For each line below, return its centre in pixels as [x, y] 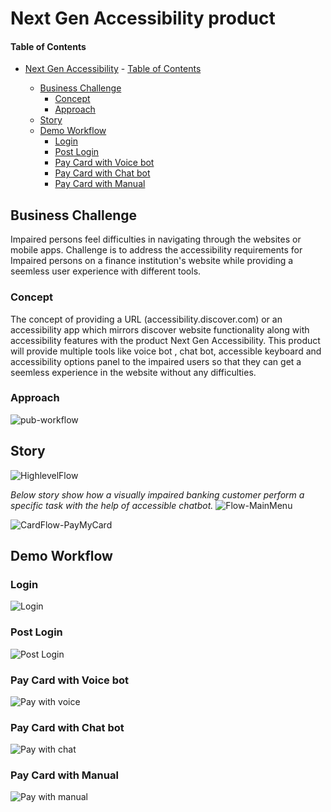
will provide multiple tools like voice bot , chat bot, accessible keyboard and [166, 351]
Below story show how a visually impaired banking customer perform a [157, 494]
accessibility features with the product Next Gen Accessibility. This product [165, 340]
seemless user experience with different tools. [106, 271]
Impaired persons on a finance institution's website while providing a [152, 261]
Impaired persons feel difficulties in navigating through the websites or [156, 239]
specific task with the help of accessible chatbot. [112, 505]
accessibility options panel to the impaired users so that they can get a [156, 361]
